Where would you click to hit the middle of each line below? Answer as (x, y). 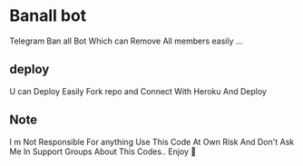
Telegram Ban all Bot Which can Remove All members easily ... (126, 41)
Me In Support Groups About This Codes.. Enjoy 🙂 (103, 151)
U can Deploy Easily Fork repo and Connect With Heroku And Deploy (138, 91)
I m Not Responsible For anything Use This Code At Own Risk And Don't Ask (152, 142)
